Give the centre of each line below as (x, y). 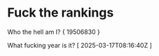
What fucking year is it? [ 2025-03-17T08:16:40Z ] (79, 45)
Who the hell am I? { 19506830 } (54, 32)
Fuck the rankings (61, 13)
